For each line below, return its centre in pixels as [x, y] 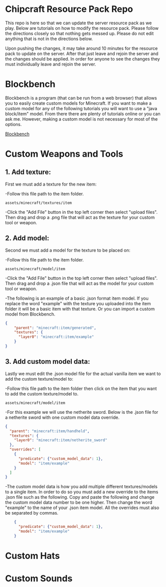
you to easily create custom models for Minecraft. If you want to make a [79, 103]
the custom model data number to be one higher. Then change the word [79, 503]
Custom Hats [33, 555]
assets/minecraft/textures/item [38, 203]
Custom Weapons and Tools [64, 154]
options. [14, 124]
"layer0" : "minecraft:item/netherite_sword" [61, 440]
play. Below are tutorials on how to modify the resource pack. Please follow [82, 28]
